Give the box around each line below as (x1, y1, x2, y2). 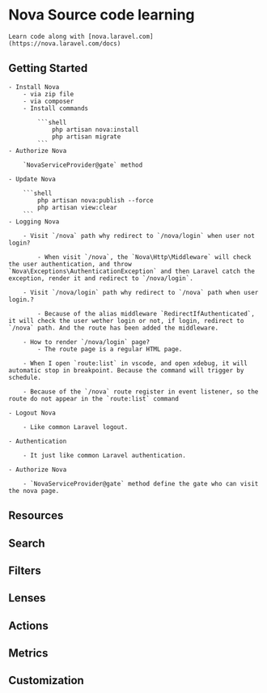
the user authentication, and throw (8, 260, 132, 268)
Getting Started (8, 62, 88, 75)
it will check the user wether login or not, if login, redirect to (8, 317, 244, 325)
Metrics (8, 646, 49, 661)
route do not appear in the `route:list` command (8, 394, 180, 402)
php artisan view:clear (37, 203, 117, 211)
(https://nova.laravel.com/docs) (8, 39, 121, 48)
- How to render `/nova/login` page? (23, 338, 150, 346)
